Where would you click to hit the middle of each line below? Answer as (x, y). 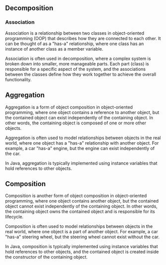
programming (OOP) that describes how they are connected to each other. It (83, 38)
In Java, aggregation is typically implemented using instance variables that (81, 163)
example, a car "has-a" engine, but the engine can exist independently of (80, 148)
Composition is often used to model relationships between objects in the (79, 226)
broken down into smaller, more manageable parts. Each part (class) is (77, 63)
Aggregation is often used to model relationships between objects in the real (83, 138)
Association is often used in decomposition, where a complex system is (78, 58)
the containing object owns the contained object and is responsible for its (80, 212)
